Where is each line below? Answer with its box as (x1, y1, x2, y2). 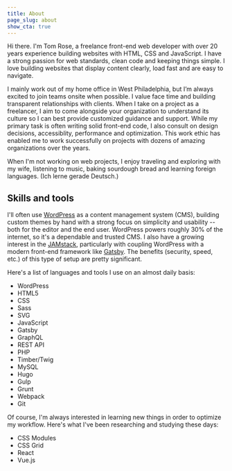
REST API (17, 341, 45, 349)
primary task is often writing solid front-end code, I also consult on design (7, 122, 218, 130)
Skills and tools (7, 192, 74, 204)
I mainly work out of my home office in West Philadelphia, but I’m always (7, 85, 213, 94)
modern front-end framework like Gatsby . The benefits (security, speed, (7, 248, 213, 256)
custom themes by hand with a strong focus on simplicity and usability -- (7, 218, 216, 226)
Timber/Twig (17, 355, 54, 364)
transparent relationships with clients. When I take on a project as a (7, 100, 199, 108)
